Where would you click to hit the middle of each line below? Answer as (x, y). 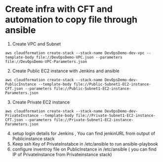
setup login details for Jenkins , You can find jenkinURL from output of (84, 133)
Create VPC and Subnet (37, 44)
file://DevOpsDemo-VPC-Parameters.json (46, 61)
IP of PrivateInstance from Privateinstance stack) (62, 154)
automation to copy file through (71, 20)
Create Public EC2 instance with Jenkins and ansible (66, 71)
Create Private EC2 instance (41, 102)
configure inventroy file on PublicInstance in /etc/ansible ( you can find (84, 149)
